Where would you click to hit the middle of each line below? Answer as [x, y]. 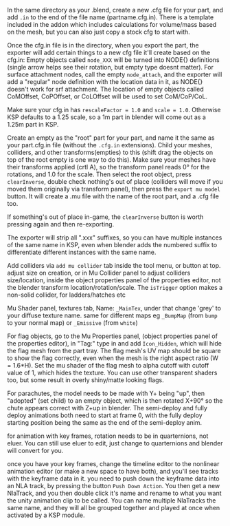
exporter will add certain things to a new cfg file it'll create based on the [109, 52]
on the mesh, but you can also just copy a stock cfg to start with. [99, 32]
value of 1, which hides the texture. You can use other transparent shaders [112, 372]
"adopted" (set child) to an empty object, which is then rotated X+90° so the [115, 401]
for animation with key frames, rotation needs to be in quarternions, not [108, 436]
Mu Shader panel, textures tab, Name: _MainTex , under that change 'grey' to [114, 308]
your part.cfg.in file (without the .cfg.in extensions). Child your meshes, [110, 145]
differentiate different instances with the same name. [82, 252]
